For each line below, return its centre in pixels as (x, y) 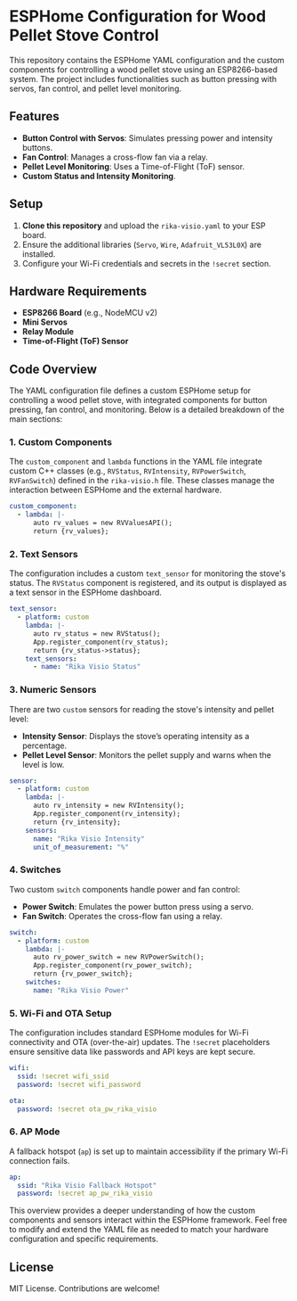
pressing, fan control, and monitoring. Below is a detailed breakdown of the (147, 410)
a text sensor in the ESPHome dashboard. (86, 593)
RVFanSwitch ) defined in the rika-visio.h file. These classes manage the (142, 481)
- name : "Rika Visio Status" (87, 667)
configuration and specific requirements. (84, 1239)
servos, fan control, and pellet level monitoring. (96, 88)
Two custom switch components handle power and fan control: (124, 889)
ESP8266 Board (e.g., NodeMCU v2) (90, 313)
